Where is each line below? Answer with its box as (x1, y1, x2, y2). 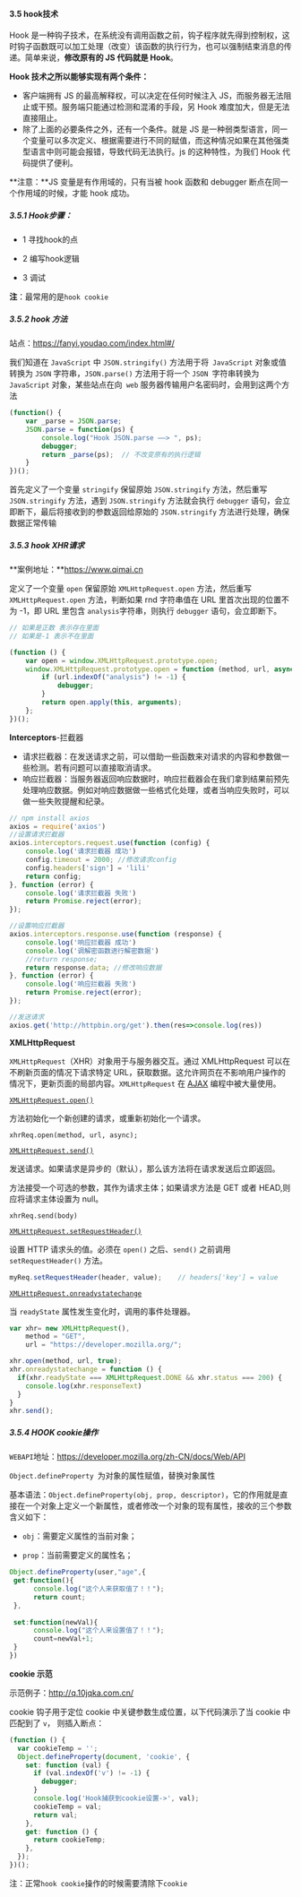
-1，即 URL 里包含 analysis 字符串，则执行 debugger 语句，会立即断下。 (19, 606, 282, 617)
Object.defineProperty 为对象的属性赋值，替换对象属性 (9, 1470, 216, 1481)
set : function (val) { (25, 1761, 110, 1770)
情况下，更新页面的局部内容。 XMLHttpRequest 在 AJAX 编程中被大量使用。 (9, 1078, 281, 1089)
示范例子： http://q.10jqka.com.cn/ (9, 1687, 134, 1698)
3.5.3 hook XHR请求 (9, 539, 85, 550)
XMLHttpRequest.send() (9, 1146, 94, 1155)
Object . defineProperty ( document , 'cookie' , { (17, 1752, 191, 1761)
